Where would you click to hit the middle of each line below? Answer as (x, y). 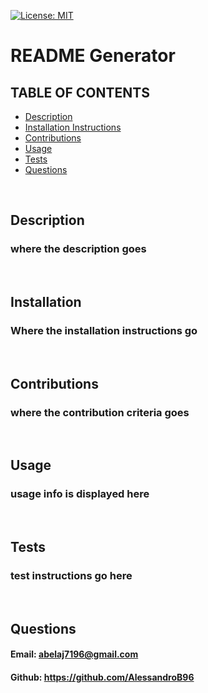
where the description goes (78, 249)
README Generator (93, 56)
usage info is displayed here (80, 494)
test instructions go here (71, 576)
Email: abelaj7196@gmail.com (74, 654)
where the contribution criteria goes (100, 412)
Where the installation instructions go (104, 330)
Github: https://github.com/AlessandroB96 (102, 677)
